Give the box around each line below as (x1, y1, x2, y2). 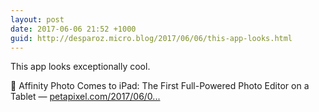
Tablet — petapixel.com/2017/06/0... (10, 91, 161, 103)
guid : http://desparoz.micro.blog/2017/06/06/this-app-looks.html (10, 33, 293, 43)
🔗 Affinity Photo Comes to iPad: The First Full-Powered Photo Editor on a (10, 80, 310, 92)
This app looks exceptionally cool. (10, 61, 151, 73)
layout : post (10, 14, 65, 25)
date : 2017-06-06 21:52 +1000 (10, 24, 137, 34)
